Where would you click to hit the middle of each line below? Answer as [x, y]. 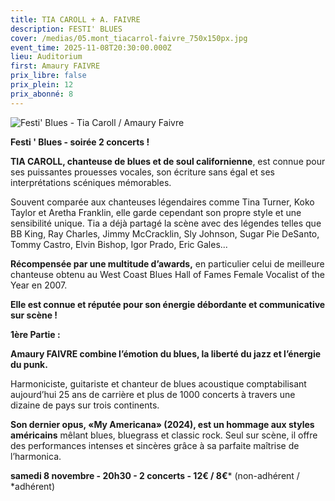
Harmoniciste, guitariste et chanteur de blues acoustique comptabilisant [158, 383]
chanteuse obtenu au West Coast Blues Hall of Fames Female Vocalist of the [168, 274]
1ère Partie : [35, 334]
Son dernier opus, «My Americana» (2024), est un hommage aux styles [162, 424]
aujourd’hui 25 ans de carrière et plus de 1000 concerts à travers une [153, 394]
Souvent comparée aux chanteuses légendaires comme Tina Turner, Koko [162, 202]
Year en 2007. [39, 285]
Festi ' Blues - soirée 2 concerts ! [80, 142]
